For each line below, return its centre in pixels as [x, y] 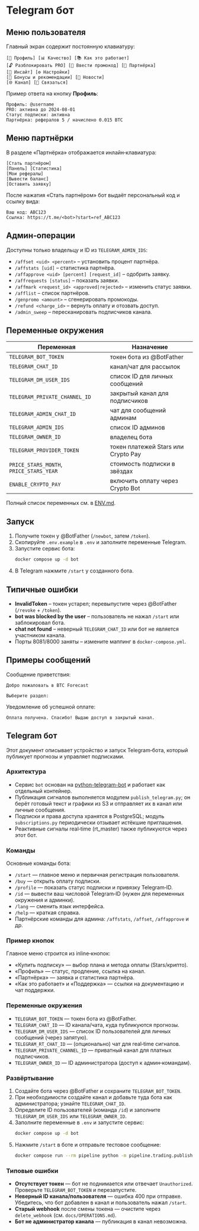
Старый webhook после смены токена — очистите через [88, 1209]
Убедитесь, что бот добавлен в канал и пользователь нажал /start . [101, 1203]
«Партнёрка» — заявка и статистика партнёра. [75, 978]
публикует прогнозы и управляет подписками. [65, 756]
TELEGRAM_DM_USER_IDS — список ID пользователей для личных [93, 1031]
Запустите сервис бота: [45, 549]
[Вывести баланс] [28, 179]
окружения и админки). [45, 900]
